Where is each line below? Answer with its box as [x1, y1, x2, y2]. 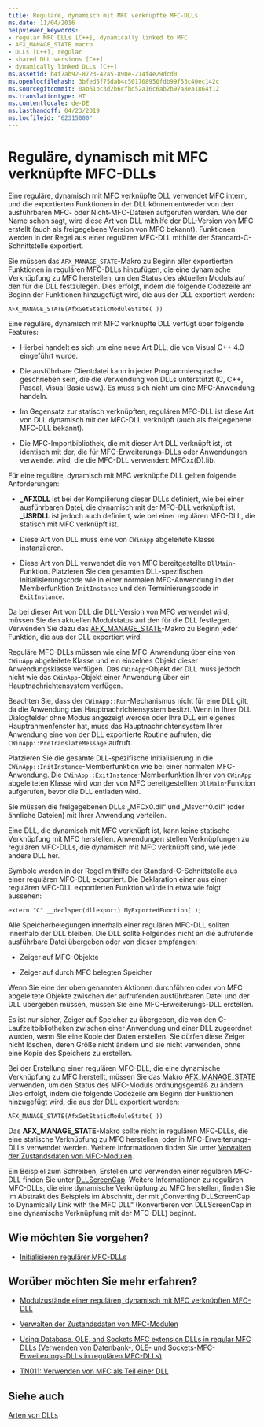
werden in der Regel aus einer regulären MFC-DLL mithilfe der [8, 232, 210, 242]
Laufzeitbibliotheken [8, 1023, 75, 1032]
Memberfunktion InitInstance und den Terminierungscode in [19, 583, 219, 593]
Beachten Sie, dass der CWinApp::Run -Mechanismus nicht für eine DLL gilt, [8, 696, 249, 705]
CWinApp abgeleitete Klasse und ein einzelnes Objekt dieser [8, 656, 199, 665]
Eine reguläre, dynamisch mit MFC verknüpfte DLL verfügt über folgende [8, 318, 244, 328]
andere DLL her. [8, 850, 60, 860]
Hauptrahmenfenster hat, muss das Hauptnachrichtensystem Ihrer [8, 721, 222, 730]
